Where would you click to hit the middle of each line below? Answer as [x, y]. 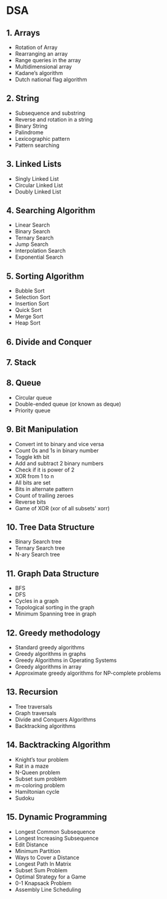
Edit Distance [31, 845]
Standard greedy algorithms [50, 647]
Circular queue [33, 397]
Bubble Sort [30, 291]
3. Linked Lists [34, 164]
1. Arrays [23, 33]
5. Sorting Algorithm [45, 276]
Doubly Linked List [38, 192]
